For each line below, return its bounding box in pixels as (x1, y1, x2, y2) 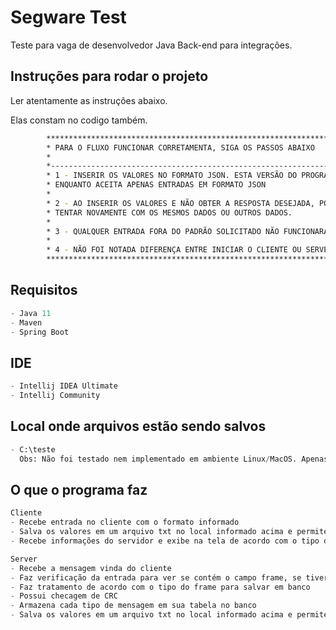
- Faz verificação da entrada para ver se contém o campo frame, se (10, 572, 302, 583)
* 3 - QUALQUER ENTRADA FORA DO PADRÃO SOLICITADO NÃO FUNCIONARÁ (46, 226, 329, 236)
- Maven (10, 317, 43, 328)
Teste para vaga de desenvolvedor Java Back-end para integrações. (10, 39, 293, 51)
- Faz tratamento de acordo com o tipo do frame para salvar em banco (10, 582, 311, 592)
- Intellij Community (10, 391, 101, 401)
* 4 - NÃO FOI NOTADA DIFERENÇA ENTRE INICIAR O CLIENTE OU (46, 245, 302, 255)
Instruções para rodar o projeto (10, 68, 209, 85)
